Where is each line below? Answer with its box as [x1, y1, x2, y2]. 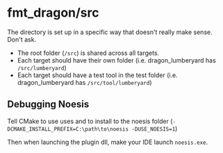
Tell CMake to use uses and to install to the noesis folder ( [7, 117, 173, 125]
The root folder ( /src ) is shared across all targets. [17, 49, 160, 57]
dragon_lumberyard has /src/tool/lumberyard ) [17, 78, 152, 86]
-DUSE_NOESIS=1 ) [131, 124, 178, 133]
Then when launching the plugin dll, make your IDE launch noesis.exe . [7, 138, 208, 146]
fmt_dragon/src [7, 5, 99, 21]
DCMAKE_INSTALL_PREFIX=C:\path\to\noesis [7, 125, 129, 133]
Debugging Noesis [7, 99, 90, 111]
